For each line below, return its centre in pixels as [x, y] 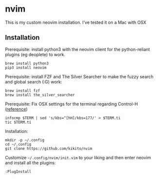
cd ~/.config [18, 144]
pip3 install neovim [26, 67]
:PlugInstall [18, 171]
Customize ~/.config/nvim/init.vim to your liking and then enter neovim [78, 157]
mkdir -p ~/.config [25, 140]
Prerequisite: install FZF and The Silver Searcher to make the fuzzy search [79, 77]
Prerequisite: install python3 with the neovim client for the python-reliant [78, 49]
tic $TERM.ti [18, 122]
